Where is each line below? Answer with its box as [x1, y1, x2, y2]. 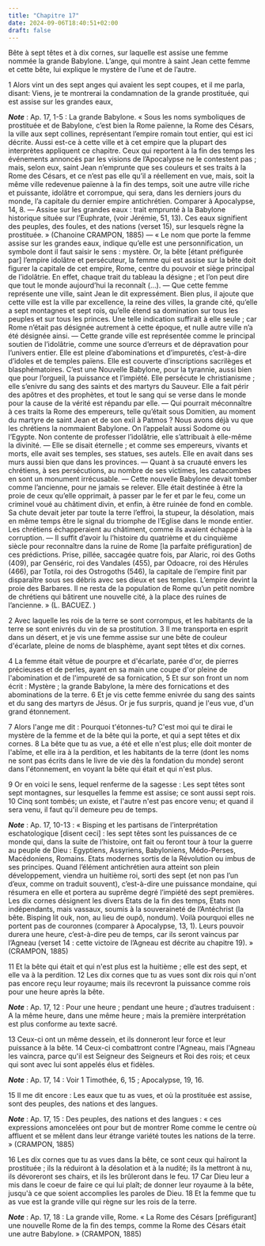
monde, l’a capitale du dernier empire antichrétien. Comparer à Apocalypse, [8, 196, 256, 206]
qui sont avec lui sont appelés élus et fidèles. [8, 1060, 155, 1069]
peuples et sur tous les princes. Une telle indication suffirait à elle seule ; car [8, 314, 257, 324]
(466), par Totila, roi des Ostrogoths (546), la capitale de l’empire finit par [8, 567, 248, 577]
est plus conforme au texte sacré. [8, 1019, 118, 1029]
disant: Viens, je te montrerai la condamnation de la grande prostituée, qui [8, 89, 249, 98]
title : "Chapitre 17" [8, 11, 80, 20]
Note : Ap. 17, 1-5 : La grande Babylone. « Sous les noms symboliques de [8, 112, 246, 122]
